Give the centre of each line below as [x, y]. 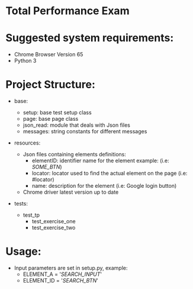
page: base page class [51, 119]
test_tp [31, 215]
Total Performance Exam [67, 11]
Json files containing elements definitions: [75, 155]
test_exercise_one [54, 221]
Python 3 [25, 61]
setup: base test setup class [57, 113]
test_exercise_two [54, 228]
